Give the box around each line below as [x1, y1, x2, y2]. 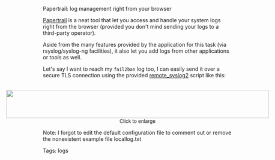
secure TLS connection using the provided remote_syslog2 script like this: [43, 72, 226, 79]
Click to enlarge [119, 118, 156, 125]
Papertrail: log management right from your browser [43, 5, 172, 12]
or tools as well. [43, 54, 82, 61]
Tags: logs [43, 147, 68, 154]
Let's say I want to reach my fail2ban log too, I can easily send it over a [43, 65, 220, 73]
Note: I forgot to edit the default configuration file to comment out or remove [43, 129, 232, 136]
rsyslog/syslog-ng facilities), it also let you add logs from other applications [43, 47, 230, 55]
